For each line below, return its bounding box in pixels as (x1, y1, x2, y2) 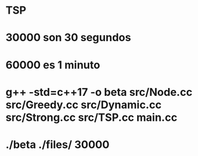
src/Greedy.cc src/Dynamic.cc (5, 98, 162, 111)
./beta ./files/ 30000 (5, 138, 110, 151)
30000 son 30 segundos (5, 31, 132, 45)
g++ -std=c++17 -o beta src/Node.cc (5, 85, 193, 99)
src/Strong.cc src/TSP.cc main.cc (5, 111, 178, 124)
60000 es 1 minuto (5, 58, 101, 71)
